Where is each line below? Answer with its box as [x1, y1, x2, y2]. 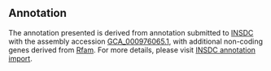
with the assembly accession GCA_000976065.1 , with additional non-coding [8, 36, 263, 46]
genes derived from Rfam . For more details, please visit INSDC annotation [8, 44, 256, 55]
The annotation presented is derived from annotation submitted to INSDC [8, 27, 254, 37]
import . [8, 53, 33, 63]
